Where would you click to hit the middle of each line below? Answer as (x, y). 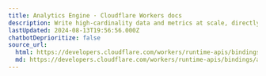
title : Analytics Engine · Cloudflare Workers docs (95, 15)
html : (25, 52)
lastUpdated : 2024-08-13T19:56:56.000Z (74, 30)
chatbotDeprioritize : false (55, 38)
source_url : (28, 45)
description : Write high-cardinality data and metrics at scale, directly (134, 23)
